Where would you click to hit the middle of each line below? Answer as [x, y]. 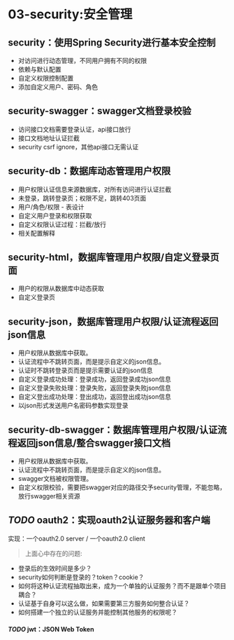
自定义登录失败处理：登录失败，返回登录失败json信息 [95, 388]
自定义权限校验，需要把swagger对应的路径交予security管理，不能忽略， [122, 487]
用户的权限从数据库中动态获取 [61, 289]
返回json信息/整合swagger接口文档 [94, 443]
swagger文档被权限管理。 [55, 479]
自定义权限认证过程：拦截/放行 [62, 224]
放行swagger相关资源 [49, 496]
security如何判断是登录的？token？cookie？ [81, 577]
